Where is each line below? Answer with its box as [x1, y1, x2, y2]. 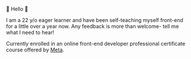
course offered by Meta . [6, 46, 64, 53]
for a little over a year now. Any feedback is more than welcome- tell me [6, 23, 179, 30]
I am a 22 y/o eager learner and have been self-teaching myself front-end [6, 17, 184, 23]
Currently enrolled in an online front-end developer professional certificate [6, 40, 186, 47]
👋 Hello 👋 [6, 6, 28, 12]
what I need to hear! [6, 29, 54, 36]
